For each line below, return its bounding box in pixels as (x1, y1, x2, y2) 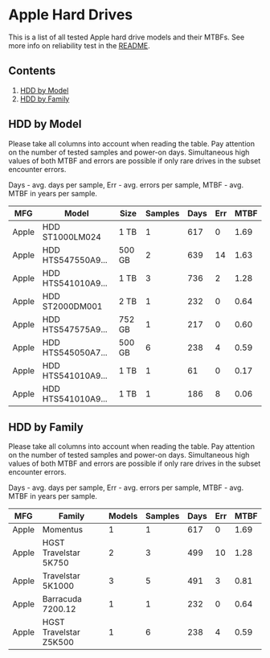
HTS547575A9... (42, 323, 108, 335)
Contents (8, 64, 56, 78)
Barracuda (42, 594, 82, 605)
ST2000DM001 (42, 300, 103, 311)
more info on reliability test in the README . (8, 40, 150, 50)
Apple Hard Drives (8, 6, 133, 24)
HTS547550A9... (42, 254, 108, 265)
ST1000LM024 (42, 231, 102, 242)
